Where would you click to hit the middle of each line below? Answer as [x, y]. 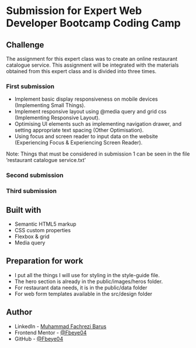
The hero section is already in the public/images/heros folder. [89, 281]
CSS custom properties [43, 230]
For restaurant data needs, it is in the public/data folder [81, 287]
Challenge [25, 45]
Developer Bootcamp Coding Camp [94, 23]
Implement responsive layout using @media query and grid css [90, 112]
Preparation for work [45, 261]
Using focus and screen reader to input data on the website [86, 136]
